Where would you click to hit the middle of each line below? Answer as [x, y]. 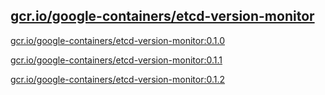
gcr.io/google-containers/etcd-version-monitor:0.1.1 [116, 60]
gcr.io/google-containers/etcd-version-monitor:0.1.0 [117, 40]
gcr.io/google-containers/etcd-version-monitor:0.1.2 [118, 79]
